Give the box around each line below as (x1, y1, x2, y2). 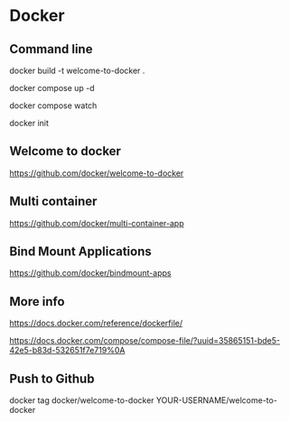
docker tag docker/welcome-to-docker (9, 395, 155, 406)
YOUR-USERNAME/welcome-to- (156, 395, 278, 406)
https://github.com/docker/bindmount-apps (9, 268, 172, 279)
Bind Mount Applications (9, 244, 152, 260)
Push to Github (9, 371, 95, 386)
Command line (9, 41, 93, 57)
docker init (9, 118, 50, 128)
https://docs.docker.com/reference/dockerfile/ (9, 317, 183, 329)
